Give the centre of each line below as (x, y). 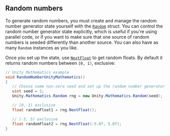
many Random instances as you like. (41, 47)
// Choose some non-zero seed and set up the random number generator (89, 87)
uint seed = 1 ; (28, 91)
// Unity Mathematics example (37, 72)
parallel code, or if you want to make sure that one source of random (77, 37)
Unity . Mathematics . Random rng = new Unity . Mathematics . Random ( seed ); (87, 96)
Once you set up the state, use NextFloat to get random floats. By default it (84, 58)
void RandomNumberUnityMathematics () (45, 77)
